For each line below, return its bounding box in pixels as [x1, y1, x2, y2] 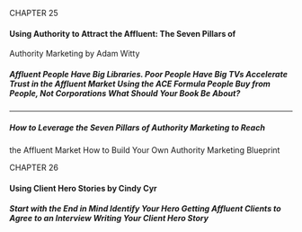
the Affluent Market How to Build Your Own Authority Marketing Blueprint [9, 145, 280, 156]
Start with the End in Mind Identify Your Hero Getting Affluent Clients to [9, 203, 281, 214]
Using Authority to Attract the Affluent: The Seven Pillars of [9, 28, 236, 39]
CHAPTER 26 [9, 162, 58, 174]
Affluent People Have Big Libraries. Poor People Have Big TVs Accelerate [9, 68, 288, 79]
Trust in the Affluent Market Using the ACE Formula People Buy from [9, 78, 271, 89]
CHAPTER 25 [9, 8, 58, 18]
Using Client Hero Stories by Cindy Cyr [9, 183, 157, 193]
